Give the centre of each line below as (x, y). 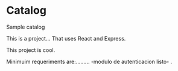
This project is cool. (31, 50)
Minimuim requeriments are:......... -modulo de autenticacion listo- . (89, 61)
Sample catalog (26, 27)
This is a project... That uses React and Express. (66, 38)
